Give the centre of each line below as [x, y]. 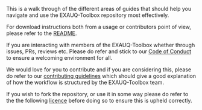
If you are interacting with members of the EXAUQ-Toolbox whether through [101, 45]
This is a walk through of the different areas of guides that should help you [99, 9]
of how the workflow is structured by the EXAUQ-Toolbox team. [85, 82]
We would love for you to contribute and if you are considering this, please [99, 70]
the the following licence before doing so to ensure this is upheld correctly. [99, 100]
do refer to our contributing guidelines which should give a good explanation [101, 76]
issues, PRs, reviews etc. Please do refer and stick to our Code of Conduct [99, 51]
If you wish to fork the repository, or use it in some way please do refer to [97, 94]
